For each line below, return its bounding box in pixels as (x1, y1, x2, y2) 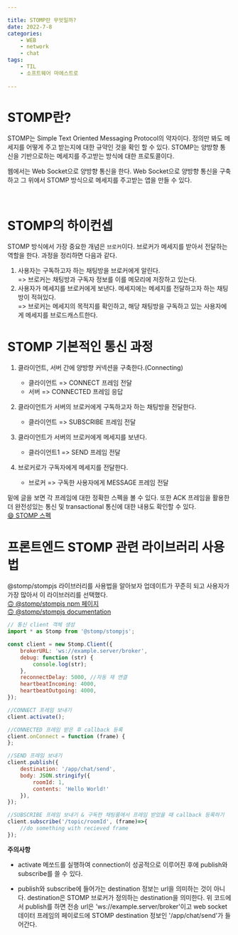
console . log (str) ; (33, 661, 87, 668)
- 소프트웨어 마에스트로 (20, 69, 79, 77)
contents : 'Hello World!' (33, 785, 110, 792)
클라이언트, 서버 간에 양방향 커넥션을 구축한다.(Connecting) (17, 363, 183, 372)
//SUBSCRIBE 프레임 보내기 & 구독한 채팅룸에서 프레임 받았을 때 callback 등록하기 (7, 812, 225, 819)
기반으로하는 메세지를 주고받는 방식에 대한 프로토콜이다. (20, 152, 175, 160)
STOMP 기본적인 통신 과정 (7, 339, 153, 355)
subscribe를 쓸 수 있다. (17, 869, 83, 877)
